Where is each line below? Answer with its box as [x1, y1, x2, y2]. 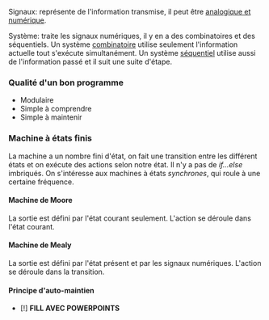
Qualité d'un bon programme [8, 77, 124, 88]
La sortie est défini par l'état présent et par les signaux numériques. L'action [8, 259, 262, 267]
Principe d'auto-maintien [8, 285, 95, 295]
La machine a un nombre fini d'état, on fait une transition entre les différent [8, 151, 258, 161]
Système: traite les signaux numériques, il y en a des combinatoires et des [8, 32, 256, 40]
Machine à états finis [8, 133, 93, 144]
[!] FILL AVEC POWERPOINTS [19, 303, 120, 314]
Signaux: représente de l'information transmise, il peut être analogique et [8, 7, 251, 16]
